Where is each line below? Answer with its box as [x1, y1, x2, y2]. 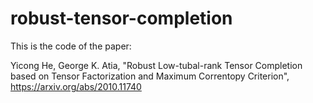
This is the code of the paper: [10, 40, 132, 52]
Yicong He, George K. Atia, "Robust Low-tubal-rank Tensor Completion [10, 59, 303, 71]
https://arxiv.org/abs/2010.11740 [10, 80, 142, 92]
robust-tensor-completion [10, 7, 233, 30]
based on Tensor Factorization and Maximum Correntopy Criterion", [10, 70, 290, 82]
